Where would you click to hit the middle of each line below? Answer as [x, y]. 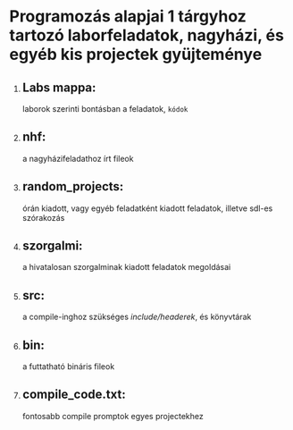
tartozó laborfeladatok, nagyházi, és [146, 35]
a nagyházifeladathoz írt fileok [78, 158]
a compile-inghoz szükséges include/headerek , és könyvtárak [137, 317]
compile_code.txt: [74, 395]
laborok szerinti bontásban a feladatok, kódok [105, 109]
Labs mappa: [59, 87]
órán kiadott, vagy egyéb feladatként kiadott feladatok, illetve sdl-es [147, 208]
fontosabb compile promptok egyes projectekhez [113, 416]
